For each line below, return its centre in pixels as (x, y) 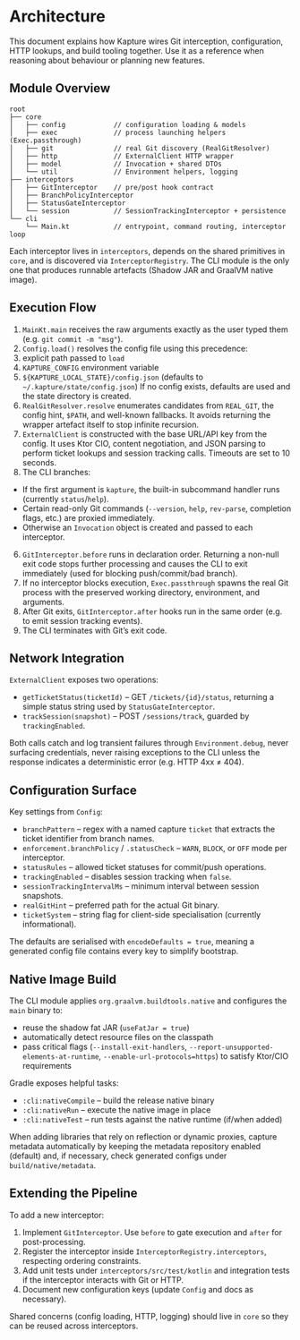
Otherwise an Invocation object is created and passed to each (137, 527)
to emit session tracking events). (82, 620)
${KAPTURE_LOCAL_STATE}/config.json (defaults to (113, 377)
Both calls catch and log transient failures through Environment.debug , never (149, 743)
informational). (49, 925)
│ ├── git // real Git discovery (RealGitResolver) (140, 148)
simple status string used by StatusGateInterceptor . (119, 707)
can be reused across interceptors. (74, 1326)
